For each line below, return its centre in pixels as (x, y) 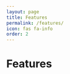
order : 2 (17, 34)
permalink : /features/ (35, 23)
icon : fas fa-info (30, 29)
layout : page (23, 12)
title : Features (27, 17)
